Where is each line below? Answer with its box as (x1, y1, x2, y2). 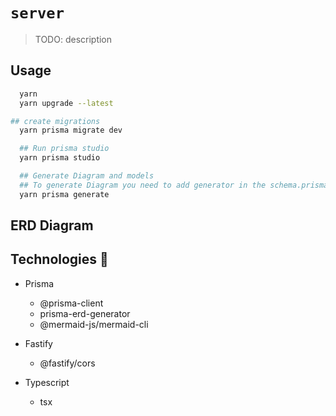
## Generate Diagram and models (19, 171, 155, 181)
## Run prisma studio (19, 144, 110, 154)
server (10, 4, 65, 23)
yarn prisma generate (19, 189, 110, 199)
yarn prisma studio (19, 153, 101, 163)
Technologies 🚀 (10, 251, 109, 268)
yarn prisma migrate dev (19, 125, 123, 136)
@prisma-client (39, 297, 104, 309)
